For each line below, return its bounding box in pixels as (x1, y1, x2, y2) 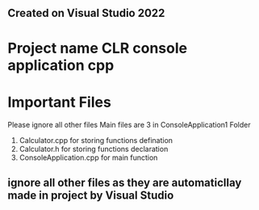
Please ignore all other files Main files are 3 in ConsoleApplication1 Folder (7, 120, 251, 129)
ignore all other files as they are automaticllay (7, 175, 242, 189)
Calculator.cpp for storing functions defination (19, 135, 173, 145)
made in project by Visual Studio (7, 188, 174, 202)
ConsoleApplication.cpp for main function (19, 153, 158, 162)
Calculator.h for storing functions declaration (19, 144, 169, 153)
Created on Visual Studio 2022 (7, 6, 165, 20)
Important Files (7, 93, 112, 111)
